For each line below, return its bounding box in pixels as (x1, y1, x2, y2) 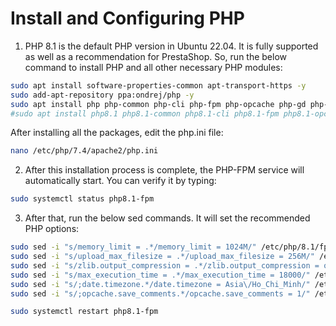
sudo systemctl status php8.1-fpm (10, 194, 155, 204)
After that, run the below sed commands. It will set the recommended (24, 212, 311, 224)
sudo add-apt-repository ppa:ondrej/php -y (10, 90, 195, 100)
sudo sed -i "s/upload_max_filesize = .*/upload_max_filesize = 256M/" (10, 252, 315, 262)
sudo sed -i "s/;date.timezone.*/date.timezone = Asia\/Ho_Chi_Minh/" (10, 279, 311, 289)
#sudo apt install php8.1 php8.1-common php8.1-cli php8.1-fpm (10, 108, 280, 119)
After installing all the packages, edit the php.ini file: (10, 127, 224, 139)
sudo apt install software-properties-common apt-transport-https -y (10, 80, 307, 91)
